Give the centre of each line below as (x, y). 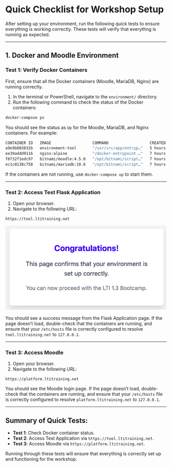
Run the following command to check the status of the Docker (78, 102)
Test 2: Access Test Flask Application (53, 192)
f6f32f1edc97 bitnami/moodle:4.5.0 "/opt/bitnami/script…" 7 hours (86, 159)
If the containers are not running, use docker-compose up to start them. (79, 174)
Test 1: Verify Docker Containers (47, 70)
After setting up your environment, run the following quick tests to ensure (82, 24)
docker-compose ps (25, 117)
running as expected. (28, 34)
